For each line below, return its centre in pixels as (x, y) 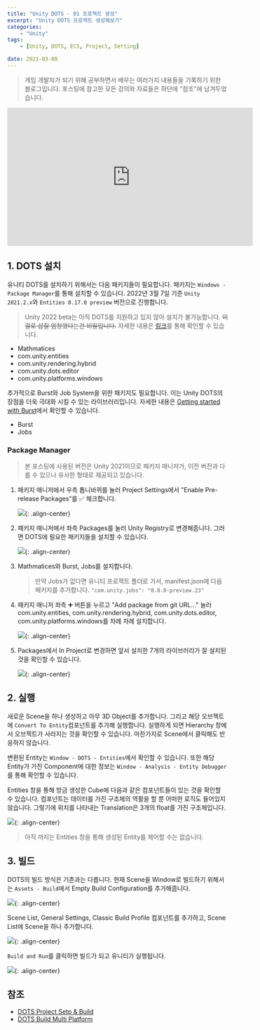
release (28, 499)
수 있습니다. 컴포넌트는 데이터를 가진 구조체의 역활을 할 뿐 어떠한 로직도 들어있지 (117, 798)
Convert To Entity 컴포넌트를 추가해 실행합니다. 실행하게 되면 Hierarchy (114, 725)
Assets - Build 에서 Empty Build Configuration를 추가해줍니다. (102, 888)
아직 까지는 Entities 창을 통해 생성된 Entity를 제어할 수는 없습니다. (114, 837)
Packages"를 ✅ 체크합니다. (79, 499)
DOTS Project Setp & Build (55, 1012)
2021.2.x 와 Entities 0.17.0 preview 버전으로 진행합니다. (88, 302)
